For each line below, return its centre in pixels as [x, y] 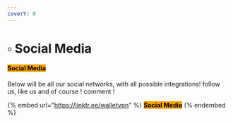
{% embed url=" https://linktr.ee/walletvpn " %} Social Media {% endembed [116, 105]
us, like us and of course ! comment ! [61, 91]
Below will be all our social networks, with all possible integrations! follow [114, 84]
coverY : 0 [22, 14]
